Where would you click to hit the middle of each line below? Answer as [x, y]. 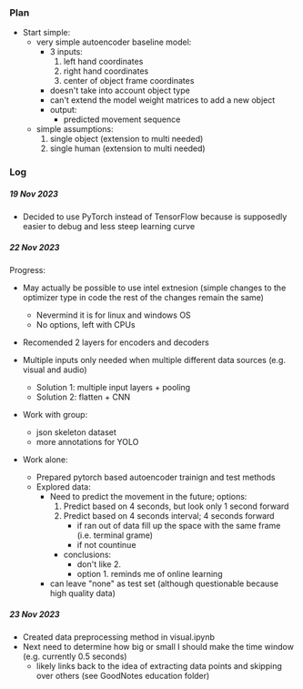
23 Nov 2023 [35, 614]
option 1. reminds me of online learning [150, 574]
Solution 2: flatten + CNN [83, 397]
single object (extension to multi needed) [126, 139]
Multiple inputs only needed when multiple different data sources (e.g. [154, 360]
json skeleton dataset [76, 432]
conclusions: [87, 555]
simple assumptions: [75, 129]
